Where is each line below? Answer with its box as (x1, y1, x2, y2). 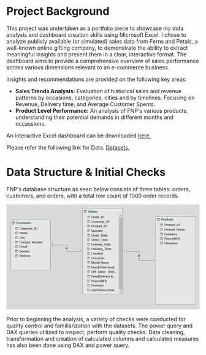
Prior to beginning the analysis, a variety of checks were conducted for (6, 316, 186, 323)
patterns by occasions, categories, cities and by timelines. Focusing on (15, 94, 195, 101)
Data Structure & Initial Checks (6, 166, 166, 179)
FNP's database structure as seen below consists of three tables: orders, (6, 185, 191, 193)
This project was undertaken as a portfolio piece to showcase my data (6, 25, 184, 32)
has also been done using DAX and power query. (6, 342, 130, 349)
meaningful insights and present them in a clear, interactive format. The (6, 50, 187, 58)
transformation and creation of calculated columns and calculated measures (6, 335, 199, 343)
